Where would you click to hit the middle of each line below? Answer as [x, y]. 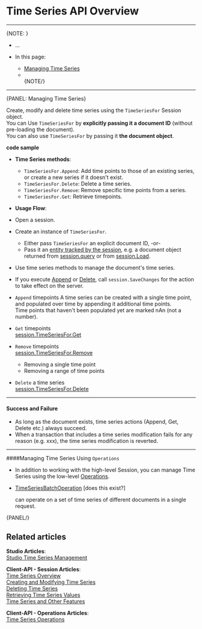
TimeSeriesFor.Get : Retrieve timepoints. [73, 196]
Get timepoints [33, 328]
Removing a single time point [60, 364]
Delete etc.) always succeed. [51, 428]
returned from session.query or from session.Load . [87, 256]
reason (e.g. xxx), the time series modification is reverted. [86, 441]
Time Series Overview [34, 575]
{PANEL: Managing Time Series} [46, 98]
